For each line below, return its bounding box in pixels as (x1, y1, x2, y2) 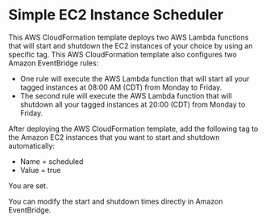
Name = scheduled (19, 156, 84, 166)
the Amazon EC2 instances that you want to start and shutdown (8, 132, 220, 142)
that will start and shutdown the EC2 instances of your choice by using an (8, 40, 253, 50)
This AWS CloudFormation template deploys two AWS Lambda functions (8, 32, 249, 42)
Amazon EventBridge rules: (8, 58, 99, 68)
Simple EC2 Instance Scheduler (8, 6, 224, 24)
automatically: (8, 141, 55, 150)
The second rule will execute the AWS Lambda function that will (19, 90, 232, 100)
